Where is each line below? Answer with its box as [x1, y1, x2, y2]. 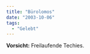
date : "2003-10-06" [6, 14, 55, 20]
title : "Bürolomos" [6, 8, 55, 15]
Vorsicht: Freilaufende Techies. [6, 42, 85, 49]
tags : [6, 20, 20, 26]
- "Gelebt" [11, 25, 39, 32]
